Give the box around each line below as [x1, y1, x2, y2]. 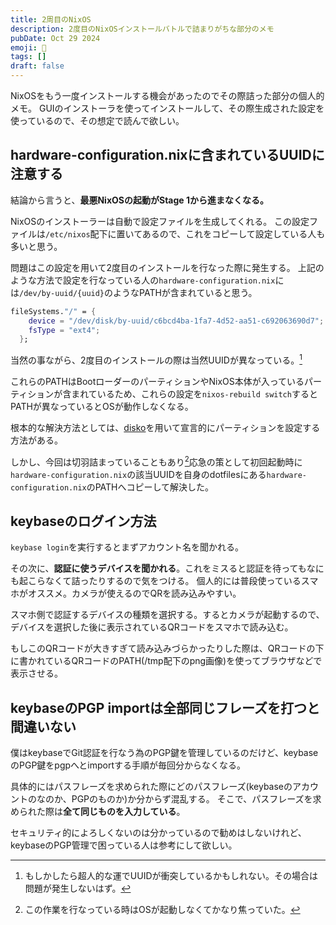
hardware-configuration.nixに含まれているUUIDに [10, 147, 325, 164]
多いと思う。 [10, 240, 63, 252]
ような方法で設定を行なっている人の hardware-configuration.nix [10, 274, 276, 286]
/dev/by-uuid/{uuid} [19, 288, 105, 298]
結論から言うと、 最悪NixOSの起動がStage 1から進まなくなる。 [10, 194, 270, 206]
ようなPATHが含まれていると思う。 [113, 286, 258, 298]
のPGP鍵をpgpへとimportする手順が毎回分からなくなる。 [10, 759, 247, 771]
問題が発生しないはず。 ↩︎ [24, 882, 132, 895]
